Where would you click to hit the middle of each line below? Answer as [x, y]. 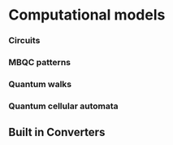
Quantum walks [40, 84]
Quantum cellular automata [63, 106]
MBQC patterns [40, 63]
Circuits [24, 41]
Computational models [87, 15]
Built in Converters [57, 132]
